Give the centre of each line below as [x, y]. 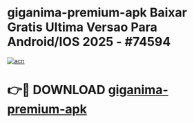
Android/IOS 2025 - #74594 [89, 42]
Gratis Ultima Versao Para [82, 27]
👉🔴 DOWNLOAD [56, 90]
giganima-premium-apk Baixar [97, 13]
